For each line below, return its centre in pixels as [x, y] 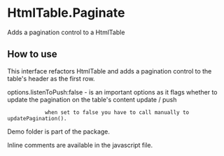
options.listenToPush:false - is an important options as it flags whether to [112, 92]
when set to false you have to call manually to [117, 112]
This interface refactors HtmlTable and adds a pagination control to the [110, 71]
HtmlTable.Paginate [66, 13]
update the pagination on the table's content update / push [92, 99]
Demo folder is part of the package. [59, 132]
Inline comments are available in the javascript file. [80, 145]
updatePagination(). [37, 118]
